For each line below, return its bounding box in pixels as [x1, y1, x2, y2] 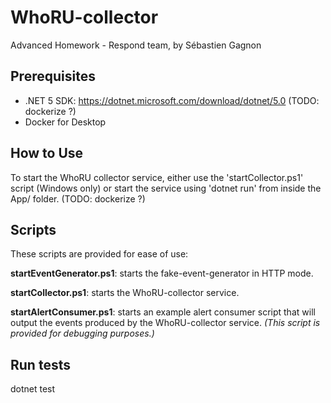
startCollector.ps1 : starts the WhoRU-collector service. [10, 287, 240, 299]
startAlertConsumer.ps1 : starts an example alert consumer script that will [10, 306, 316, 318]
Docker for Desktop [24, 116, 107, 128]
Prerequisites [10, 68, 96, 85]
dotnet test [10, 383, 56, 395]
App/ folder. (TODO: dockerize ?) [10, 192, 146, 205]
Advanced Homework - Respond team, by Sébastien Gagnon [10, 39, 262, 51]
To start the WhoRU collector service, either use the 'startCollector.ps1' [10, 171, 304, 183]
